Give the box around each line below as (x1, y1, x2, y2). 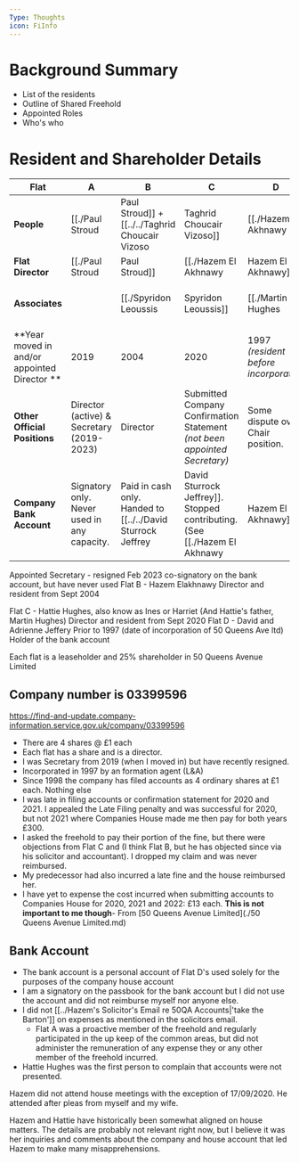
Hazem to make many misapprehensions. (9, 1143, 161, 1154)
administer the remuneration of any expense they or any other (35, 1043, 263, 1052)
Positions (13, 432, 55, 445)
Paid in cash (120, 480, 172, 493)
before (247, 356, 276, 369)
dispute (247, 415, 279, 428)
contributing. (183, 513, 238, 526)
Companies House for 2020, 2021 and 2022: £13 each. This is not (21, 898, 264, 909)
